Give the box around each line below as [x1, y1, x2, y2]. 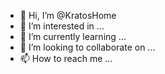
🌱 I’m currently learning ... [19, 31, 127, 42]
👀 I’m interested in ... [19, 20, 105, 32]
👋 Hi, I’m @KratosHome [19, 10, 117, 21]
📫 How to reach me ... [19, 53, 113, 64]
